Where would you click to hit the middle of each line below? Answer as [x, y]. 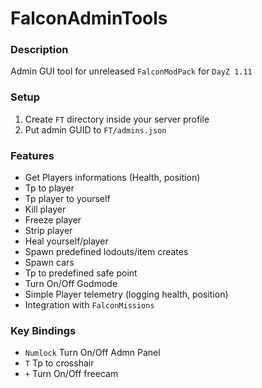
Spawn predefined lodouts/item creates [106, 252]
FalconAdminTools [89, 18]
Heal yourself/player [66, 241]
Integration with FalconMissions [89, 305]
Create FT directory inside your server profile [117, 119]
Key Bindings [43, 330]
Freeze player [53, 220]
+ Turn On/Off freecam [71, 374]
